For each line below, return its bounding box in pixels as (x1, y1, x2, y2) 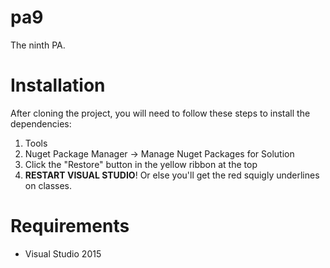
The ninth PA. (10, 39, 66, 51)
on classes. (24, 179, 73, 191)
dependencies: (10, 117, 72, 130)
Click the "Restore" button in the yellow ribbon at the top (24, 158, 258, 170)
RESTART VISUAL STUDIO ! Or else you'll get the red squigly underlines (24, 169, 320, 181)
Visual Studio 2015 (24, 247, 102, 260)
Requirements (10, 215, 130, 238)
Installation (10, 74, 106, 97)
